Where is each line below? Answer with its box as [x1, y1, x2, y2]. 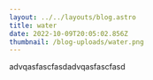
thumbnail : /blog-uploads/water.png [9, 37, 144, 47]
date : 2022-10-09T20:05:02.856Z [9, 29, 128, 38]
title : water [9, 21, 57, 30]
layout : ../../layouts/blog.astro [9, 12, 137, 22]
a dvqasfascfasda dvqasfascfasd [9, 62, 126, 72]
